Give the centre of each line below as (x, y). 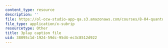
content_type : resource (30, 10)
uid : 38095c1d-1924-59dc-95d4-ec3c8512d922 (51, 38)
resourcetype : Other (27, 28)
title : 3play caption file (33, 33)
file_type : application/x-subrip (40, 24)
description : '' (22, 14)
